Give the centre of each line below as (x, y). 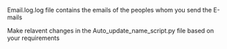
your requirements (34, 38)
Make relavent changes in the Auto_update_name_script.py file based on (111, 31)
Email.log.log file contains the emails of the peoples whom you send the (110, 10)
